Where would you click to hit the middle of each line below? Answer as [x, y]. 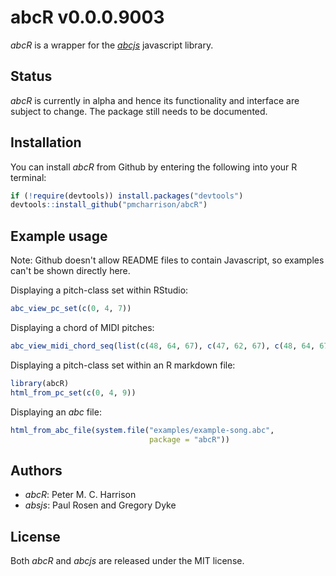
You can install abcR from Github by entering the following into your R [154, 167]
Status [31, 76]
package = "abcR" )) [189, 439]
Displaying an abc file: [56, 412]
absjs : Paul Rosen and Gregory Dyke [100, 505]
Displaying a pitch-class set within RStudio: [99, 290]
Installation [46, 142]
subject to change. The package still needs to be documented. [139, 111]
